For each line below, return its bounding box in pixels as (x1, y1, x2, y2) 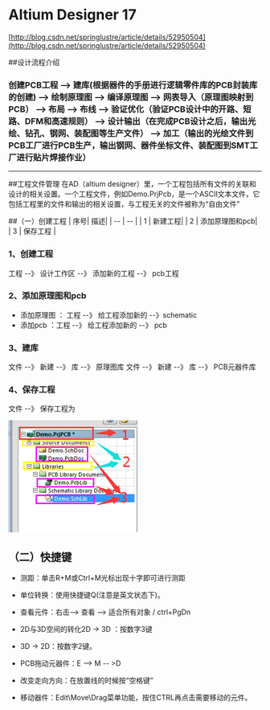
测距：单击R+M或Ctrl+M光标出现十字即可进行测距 (19, 573, 186, 583)
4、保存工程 (8, 384, 55, 396)
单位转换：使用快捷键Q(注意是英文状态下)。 (19, 590, 165, 600)
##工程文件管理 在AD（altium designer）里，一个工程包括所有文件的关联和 (8, 179, 257, 189)
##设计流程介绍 (8, 57, 60, 67)
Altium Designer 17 (8, 6, 137, 24)
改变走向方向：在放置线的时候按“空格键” (19, 675, 154, 685)
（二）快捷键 (8, 550, 72, 564)
